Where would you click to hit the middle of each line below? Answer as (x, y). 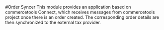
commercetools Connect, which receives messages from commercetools (80, 12)
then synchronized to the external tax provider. (53, 22)
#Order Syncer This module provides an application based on (68, 7)
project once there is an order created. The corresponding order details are (82, 17)
